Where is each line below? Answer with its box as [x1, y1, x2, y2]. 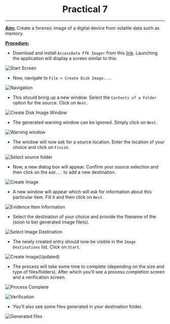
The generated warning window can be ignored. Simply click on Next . [12, 119, 158, 125]
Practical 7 [62, 4, 108, 15]
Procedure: [5, 40, 29, 46]
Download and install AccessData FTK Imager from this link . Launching [12, 49, 158, 56]
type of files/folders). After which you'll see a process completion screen [12, 268, 165, 275]
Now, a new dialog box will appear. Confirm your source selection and [12, 164, 158, 170]
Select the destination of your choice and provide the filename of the [12, 213, 156, 220]
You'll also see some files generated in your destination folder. [12, 303, 143, 309]
